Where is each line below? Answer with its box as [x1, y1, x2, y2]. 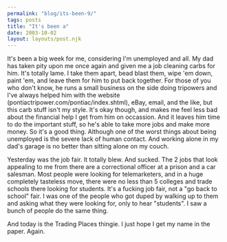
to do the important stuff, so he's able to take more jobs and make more [7, 120, 210, 129]
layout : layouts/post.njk [7, 36, 81, 43]
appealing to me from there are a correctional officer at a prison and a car [7, 163, 216, 171]
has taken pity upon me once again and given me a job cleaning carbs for [7, 62, 215, 70]
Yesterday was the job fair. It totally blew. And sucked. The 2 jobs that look [7, 155, 218, 164]
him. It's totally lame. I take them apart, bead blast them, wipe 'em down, [7, 69, 213, 78]
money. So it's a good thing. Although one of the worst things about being [7, 128, 217, 136]
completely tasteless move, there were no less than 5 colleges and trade [7, 177, 213, 186]
